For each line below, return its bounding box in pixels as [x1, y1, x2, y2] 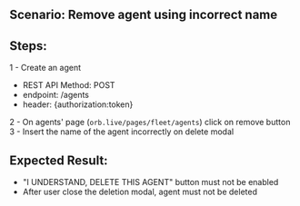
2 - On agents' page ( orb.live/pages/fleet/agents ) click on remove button [9, 117, 291, 128]
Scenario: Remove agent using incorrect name [9, 7, 278, 23]
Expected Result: [9, 152, 108, 168]
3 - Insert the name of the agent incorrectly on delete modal [9, 126, 235, 137]
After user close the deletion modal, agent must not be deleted [22, 186, 257, 198]
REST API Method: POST [22, 80, 115, 91]
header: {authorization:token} [22, 99, 134, 110]
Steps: [9, 38, 47, 54]
